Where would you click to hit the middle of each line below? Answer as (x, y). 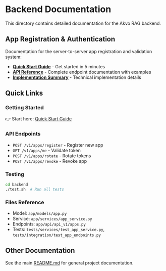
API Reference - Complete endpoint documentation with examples (82, 72)
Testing (15, 174)
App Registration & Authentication (60, 39)
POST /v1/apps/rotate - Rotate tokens (52, 156)
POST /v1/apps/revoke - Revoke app (50, 161)
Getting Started (24, 108)
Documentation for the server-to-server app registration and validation (79, 51)
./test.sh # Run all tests (35, 189)
